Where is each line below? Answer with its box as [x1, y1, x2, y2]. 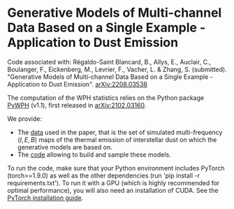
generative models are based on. [17, 143, 113, 151]
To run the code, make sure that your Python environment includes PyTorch [7, 164, 225, 172]
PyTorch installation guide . [7, 194, 84, 202]
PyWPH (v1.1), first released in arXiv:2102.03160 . [7, 101, 147, 109]
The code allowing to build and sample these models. [17, 150, 171, 159]
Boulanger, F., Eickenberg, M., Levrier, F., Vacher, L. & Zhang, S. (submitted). [7, 65, 227, 73]
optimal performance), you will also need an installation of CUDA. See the [7, 186, 219, 194]
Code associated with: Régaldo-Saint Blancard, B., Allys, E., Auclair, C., [7, 57, 212, 66]
